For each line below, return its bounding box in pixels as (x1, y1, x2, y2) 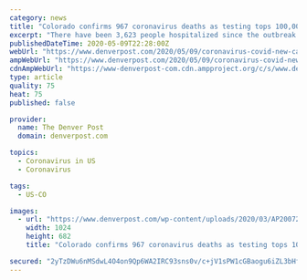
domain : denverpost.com (17, 131, 108, 141)
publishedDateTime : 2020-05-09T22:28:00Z (9, 38, 170, 48)
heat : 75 (9, 89, 43, 99)
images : (9, 206, 39, 215)
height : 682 (26, 232, 71, 242)
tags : (9, 181, 30, 191)
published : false (9, 98, 76, 108)
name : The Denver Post (17, 123, 104, 132)
